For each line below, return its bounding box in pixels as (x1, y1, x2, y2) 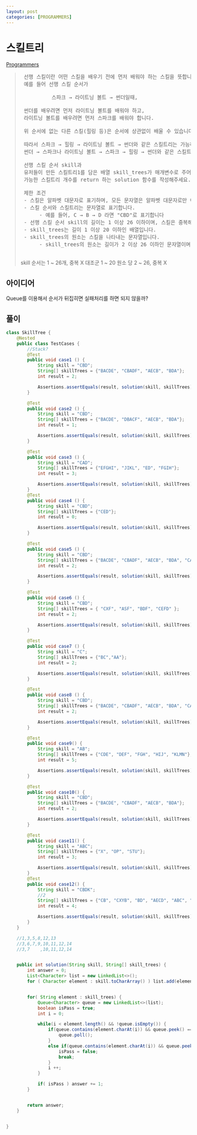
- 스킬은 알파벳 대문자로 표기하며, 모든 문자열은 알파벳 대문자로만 (23, 197, 188, 204)
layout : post (6, 8, 38, 15)
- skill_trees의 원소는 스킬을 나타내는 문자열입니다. (23, 234, 160, 241)
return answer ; (27, 1102, 64, 1108)
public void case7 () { (27, 644, 85, 650)
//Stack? (27, 346, 49, 352)
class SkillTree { (6, 330, 51, 336)
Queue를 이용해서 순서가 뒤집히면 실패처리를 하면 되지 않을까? (6, 295, 148, 302)
